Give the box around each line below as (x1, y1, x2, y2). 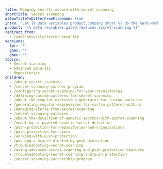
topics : (5, 57, 21, 62)
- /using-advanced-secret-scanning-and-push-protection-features (9, 148, 145, 152)
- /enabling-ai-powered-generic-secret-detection (9, 120, 112, 125)
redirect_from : (5, 30, 36, 35)
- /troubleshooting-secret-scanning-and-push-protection (9, 152, 127, 157)
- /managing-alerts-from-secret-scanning (9, 107, 95, 112)
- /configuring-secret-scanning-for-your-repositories (9, 89, 123, 94)
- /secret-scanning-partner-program (9, 84, 83, 89)
